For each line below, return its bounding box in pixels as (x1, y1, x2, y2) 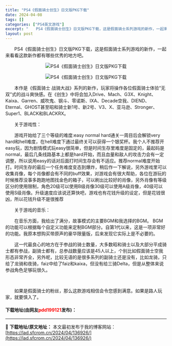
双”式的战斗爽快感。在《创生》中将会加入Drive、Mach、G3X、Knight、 (5, 91, 156, 97)
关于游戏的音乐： (14, 207, 50, 213)
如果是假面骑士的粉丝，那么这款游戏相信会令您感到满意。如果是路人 (14, 288, 158, 294)
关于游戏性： (14, 121, 41, 127)
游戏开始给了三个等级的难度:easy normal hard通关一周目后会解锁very (14, 132, 160, 138)
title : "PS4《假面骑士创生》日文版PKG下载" (5, 7, 90, 13)
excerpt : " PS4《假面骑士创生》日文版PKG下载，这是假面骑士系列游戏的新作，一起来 (5, 27, 168, 32)
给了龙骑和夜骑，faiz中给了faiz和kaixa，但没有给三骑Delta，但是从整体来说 (5, 261, 164, 266)
